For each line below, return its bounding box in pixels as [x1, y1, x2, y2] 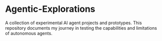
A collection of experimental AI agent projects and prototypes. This [5, 20, 142, 26]
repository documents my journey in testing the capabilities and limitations [5, 25, 157, 31]
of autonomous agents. [5, 30, 53, 36]
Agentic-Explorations [5, 3, 96, 15]
